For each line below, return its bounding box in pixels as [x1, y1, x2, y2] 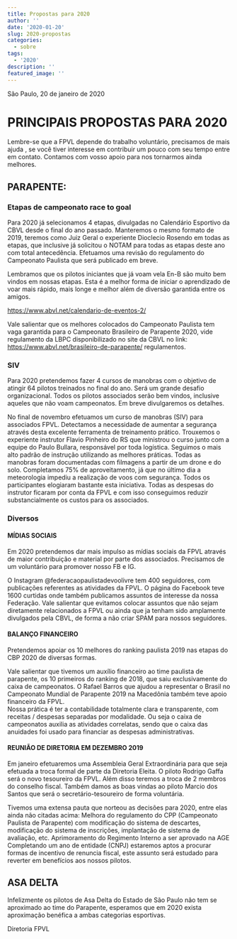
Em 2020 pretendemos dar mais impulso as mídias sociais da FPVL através [7, 547, 226, 555]
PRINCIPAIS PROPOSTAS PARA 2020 [7, 114, 228, 130]
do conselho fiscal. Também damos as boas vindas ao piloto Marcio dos [7, 782, 218, 791]
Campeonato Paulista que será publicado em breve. [7, 256, 158, 265]
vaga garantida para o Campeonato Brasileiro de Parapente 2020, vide [7, 327, 214, 336]
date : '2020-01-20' [7, 23, 65, 31]
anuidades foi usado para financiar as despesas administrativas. [7, 727, 195, 736]
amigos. [7, 293, 30, 301]
